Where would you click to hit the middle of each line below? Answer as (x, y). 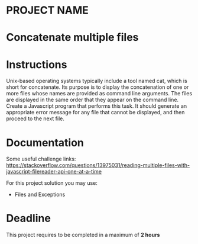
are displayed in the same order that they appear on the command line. (92, 100)
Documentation (45, 142)
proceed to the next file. (35, 118)
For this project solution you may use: (52, 183)
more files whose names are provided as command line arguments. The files (99, 94)
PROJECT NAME (47, 10)
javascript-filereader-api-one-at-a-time (54, 172)
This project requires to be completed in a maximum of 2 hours (83, 235)
